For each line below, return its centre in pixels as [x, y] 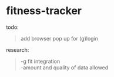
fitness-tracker [44, 11]
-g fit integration [40, 61]
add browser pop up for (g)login [59, 38]
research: [18, 50]
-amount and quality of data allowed [64, 67]
